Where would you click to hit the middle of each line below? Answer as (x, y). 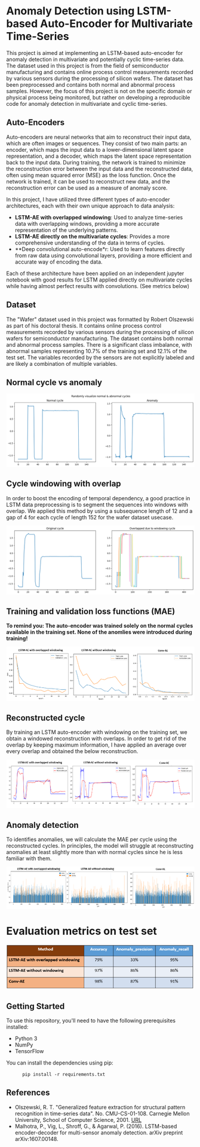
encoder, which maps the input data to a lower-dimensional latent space (95, 149)
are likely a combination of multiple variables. (62, 363)
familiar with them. (29, 858)
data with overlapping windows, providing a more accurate (87, 224)
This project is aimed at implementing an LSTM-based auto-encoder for (95, 53)
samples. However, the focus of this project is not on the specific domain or (99, 91)
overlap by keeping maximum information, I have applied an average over (96, 745)
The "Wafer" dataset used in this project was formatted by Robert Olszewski (100, 319)
